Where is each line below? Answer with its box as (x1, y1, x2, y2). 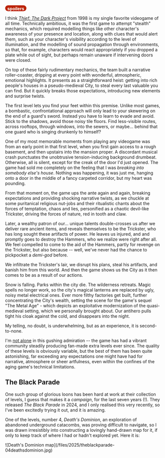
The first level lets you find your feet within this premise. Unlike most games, (5, 103, 161, 108)
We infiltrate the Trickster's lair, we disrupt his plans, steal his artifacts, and (5, 262, 158, 267)
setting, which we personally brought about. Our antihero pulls (24, 308, 151, 314)
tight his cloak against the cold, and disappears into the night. (5, 313, 131, 319)
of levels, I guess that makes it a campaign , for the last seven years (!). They (5, 396, 160, 402)
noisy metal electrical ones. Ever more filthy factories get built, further (5, 292, 147, 298)
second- (139, 323, 157, 329)
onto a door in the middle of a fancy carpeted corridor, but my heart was (5, 175, 152, 181)
